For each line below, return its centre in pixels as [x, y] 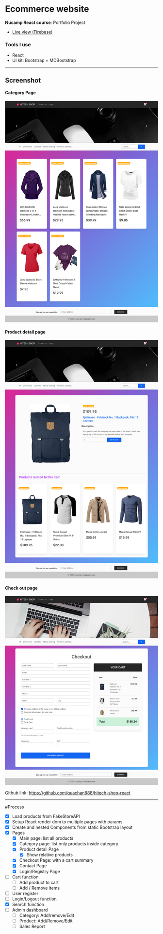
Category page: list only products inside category [69, 844]
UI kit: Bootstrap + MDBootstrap [44, 60]
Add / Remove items [39, 888]
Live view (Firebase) [32, 32]
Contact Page [33, 866]
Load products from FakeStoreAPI [46, 816]
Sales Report [32, 926]
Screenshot [23, 80]
